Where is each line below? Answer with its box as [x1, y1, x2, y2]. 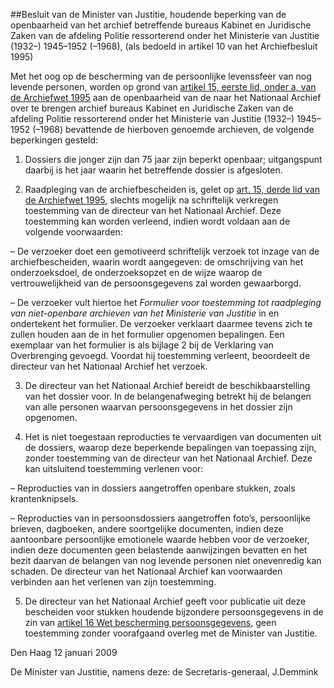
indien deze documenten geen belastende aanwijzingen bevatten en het [10, 544, 308, 556]
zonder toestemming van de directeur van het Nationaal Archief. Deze [24, 452, 313, 464]
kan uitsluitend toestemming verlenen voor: [24, 463, 204, 474]
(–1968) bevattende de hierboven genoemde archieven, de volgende [32, 124, 315, 135]
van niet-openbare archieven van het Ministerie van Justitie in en [10, 307, 280, 319]
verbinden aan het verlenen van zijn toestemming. [10, 576, 217, 588]
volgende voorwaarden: [24, 226, 123, 238]
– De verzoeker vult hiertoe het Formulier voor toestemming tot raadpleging [10, 297, 322, 308]
